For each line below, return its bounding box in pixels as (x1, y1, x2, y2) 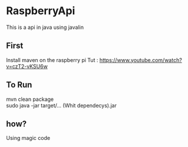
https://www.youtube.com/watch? (99, 56, 183, 63)
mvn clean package (6, 96, 54, 103)
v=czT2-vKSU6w (6, 63, 48, 70)
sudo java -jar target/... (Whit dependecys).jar (6, 102, 117, 109)
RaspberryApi (6, 4, 75, 18)
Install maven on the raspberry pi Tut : (6, 56, 98, 63)
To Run (6, 80, 32, 90)
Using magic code (6, 135, 51, 142)
